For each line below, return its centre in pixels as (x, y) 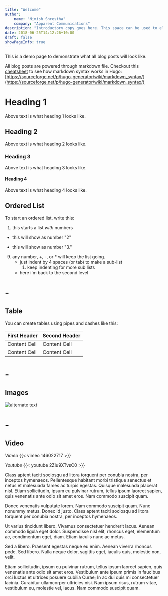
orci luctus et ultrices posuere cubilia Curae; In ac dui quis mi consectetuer (82, 577)
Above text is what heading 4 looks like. (46, 190)
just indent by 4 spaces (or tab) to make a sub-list (71, 262)
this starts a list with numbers (43, 227)
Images (17, 393)
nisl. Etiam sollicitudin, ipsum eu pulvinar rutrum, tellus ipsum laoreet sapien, (84, 491)
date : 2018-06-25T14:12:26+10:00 (40, 33)
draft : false (19, 38)
